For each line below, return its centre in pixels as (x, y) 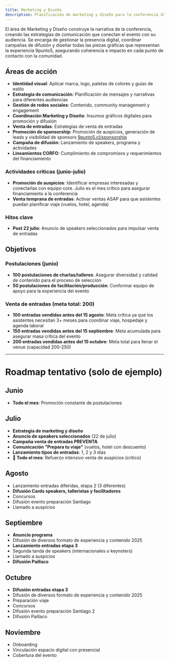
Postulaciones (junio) (32, 264)
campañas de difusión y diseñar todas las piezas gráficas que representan (82, 45)
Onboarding (25, 644)
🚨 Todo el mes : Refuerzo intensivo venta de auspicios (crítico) (77, 457)
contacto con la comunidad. (34, 55)
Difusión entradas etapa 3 (40, 590)
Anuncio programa (32, 535)
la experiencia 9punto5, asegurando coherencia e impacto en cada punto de (84, 50)
